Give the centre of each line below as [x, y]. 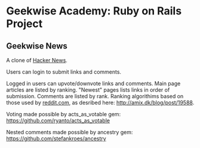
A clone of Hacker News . [37, 60]
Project [24, 24]
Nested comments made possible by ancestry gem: [70, 132]
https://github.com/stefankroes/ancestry [56, 138]
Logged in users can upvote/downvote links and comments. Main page [93, 83]
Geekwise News [37, 46]
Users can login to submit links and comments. [64, 72]
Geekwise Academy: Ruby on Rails [94, 11]
